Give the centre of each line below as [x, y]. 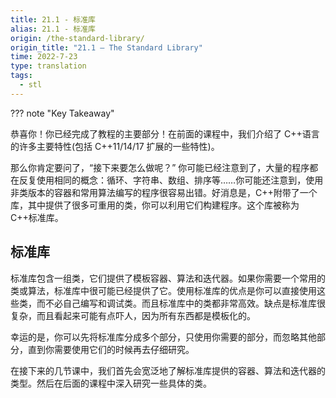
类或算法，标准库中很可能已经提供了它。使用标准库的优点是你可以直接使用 [163, 290]
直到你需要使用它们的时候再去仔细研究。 [111, 349]
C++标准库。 [37, 217]
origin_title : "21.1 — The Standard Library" [106, 47]
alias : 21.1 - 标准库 [53, 29]
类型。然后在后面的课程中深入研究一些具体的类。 [111, 383]
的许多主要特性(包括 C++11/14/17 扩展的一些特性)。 [115, 146]
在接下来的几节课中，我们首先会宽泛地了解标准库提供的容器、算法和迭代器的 [168, 370]
